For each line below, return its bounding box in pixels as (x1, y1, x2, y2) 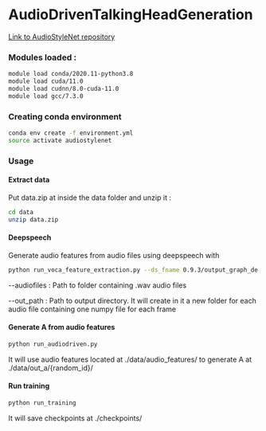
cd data (8, 208, 34, 216)
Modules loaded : (8, 52, 77, 63)
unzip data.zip (8, 215, 59, 224)
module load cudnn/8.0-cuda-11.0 (8, 84, 119, 92)
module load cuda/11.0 (8, 77, 84, 85)
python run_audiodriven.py (8, 340, 98, 348)
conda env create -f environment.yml (8, 129, 134, 137)
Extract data (8, 175, 50, 185)
